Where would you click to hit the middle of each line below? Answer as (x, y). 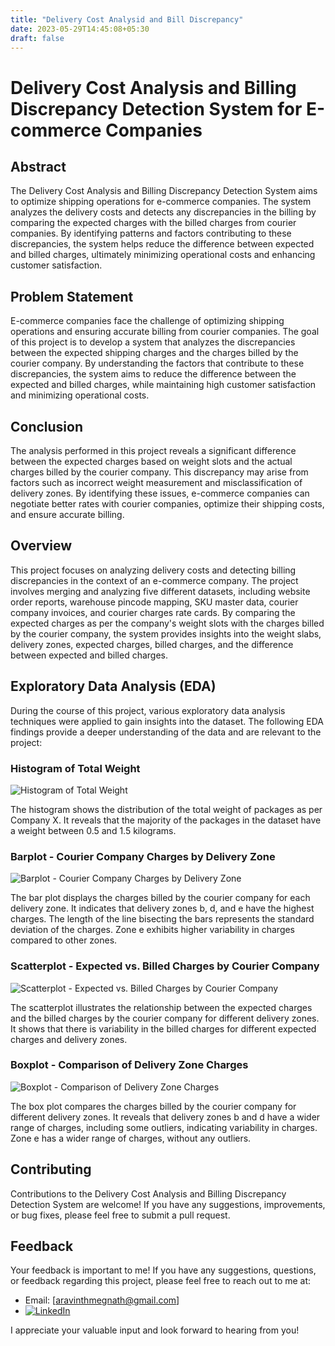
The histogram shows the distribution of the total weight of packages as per (166, 809)
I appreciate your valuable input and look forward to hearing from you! (155, 1330)
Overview (41, 546)
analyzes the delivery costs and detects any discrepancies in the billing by (163, 212)
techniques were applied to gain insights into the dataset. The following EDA (167, 721)
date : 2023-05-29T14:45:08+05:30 (80, 29)
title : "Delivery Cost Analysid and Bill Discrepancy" (127, 19)
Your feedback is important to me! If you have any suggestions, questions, (163, 1270)
